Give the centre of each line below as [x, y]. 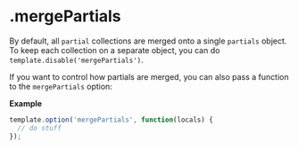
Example [26, 103]
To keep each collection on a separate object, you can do [115, 50]
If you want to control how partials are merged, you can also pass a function [149, 76]
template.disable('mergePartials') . [77, 59]
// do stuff [40, 128]
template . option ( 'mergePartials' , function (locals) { [112, 120]
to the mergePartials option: [61, 86]
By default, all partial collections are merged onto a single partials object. [148, 41]
